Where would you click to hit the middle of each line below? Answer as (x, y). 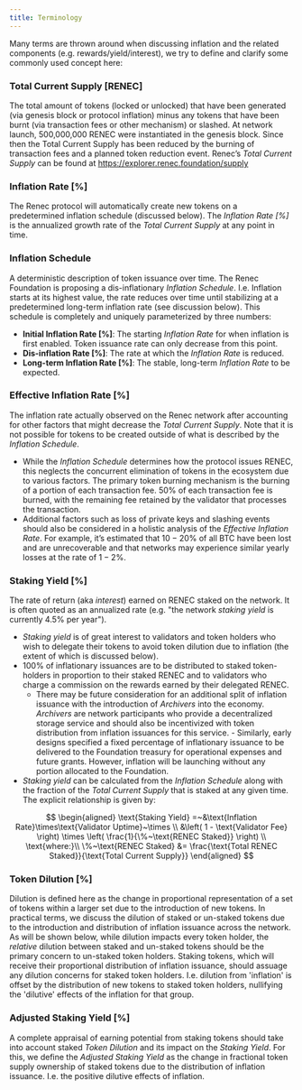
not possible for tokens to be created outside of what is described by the (144, 434)
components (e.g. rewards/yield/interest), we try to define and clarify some (149, 53)
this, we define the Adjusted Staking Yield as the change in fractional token (149, 1057)
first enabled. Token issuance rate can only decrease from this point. (150, 343)
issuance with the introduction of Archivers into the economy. (150, 704)
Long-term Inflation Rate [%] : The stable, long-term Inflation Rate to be (156, 363)
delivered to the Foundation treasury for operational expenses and (159, 752)
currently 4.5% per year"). (58, 620)
